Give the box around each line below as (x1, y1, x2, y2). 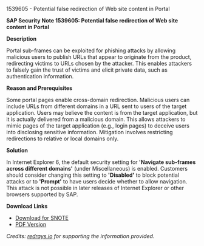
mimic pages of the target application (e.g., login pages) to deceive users (6, 122, 190, 129)
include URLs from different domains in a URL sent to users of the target (6, 103, 187, 110)
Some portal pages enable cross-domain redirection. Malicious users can (6, 97, 190, 103)
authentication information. (6, 73, 74, 80)
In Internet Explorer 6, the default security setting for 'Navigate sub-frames (6, 159, 196, 166)
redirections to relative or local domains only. (6, 135, 119, 142)
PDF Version (15, 221, 47, 228)
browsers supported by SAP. (6, 191, 78, 198)
